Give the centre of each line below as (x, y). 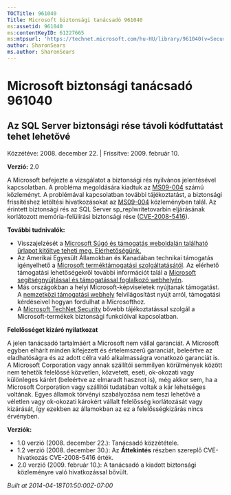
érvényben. (23, 416)
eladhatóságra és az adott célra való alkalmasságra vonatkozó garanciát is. (113, 357)
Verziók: (20, 429)
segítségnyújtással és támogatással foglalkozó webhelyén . (100, 280)
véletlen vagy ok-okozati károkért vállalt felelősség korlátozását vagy (105, 401)
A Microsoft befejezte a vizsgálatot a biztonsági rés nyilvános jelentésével (112, 180)
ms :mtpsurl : (24, 39)
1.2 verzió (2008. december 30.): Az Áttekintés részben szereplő (109, 450)
